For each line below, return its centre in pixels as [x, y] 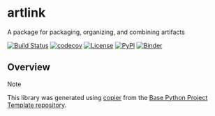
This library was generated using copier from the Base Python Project [107, 97]
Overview [29, 67]
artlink [27, 13]
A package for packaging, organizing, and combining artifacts [96, 32]
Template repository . [37, 105]
